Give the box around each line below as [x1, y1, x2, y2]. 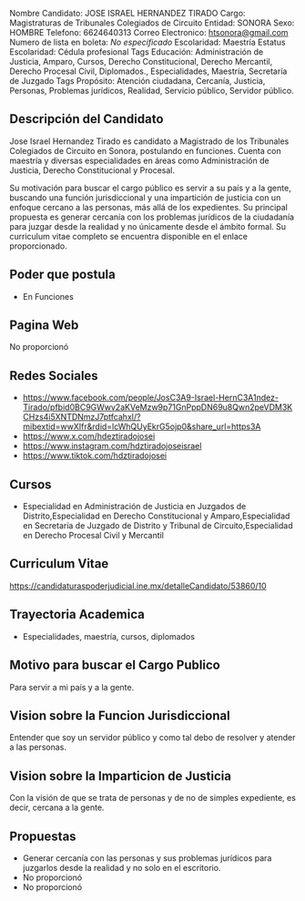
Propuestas [9, 828, 76, 844]
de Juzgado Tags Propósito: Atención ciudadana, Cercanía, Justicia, [9, 76, 266, 86]
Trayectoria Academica [9, 607, 146, 622]
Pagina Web [9, 318, 79, 333]
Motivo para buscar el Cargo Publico [9, 658, 220, 673]
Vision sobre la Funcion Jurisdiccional [9, 708, 230, 723]
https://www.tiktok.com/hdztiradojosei [22, 450, 167, 461]
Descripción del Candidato [9, 111, 164, 127]
